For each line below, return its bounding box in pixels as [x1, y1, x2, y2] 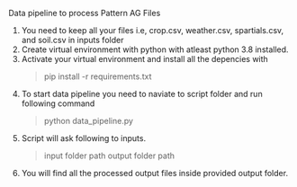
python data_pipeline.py [43, 116, 134, 126]
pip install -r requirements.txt [43, 71, 152, 82]
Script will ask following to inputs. [21, 133, 146, 143]
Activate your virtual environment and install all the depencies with [21, 54, 269, 64]
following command [21, 98, 95, 109]
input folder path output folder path [43, 150, 175, 161]
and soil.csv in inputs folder [21, 35, 124, 45]
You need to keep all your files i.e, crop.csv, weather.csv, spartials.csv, [21, 25, 284, 35]
